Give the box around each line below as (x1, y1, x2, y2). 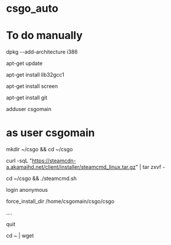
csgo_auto (6, 2, 59, 15)
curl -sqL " (6, 157, 32, 164)
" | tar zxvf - (135, 164, 165, 171)
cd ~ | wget (6, 232, 34, 239)
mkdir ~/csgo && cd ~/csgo (6, 146, 73, 153)
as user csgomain (6, 126, 96, 140)
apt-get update (6, 60, 43, 67)
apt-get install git (6, 94, 48, 102)
